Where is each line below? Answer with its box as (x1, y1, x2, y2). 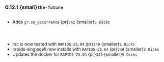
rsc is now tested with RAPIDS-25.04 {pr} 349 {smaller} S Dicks (12, 41, 135, 47)
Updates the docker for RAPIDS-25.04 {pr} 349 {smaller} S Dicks (12, 51, 138, 57)
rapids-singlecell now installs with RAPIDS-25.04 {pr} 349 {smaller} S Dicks (12, 46, 160, 52)
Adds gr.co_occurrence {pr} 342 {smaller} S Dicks (12, 19, 110, 25)
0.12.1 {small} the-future (5, 4, 63, 11)
